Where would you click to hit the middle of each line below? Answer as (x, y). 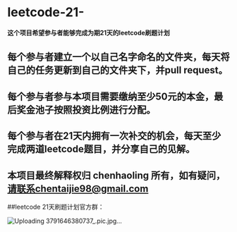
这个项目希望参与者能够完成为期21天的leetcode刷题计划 (89, 32)
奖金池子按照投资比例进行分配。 (86, 110)
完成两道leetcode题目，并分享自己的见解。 (101, 149)
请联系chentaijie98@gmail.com (78, 189)
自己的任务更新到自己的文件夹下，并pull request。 (117, 70)
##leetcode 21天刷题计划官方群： (56, 207)
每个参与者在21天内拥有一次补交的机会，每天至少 (114, 136)
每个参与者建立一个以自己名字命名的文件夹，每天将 (119, 57)
